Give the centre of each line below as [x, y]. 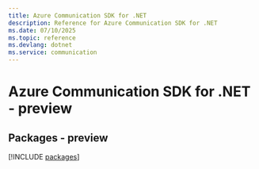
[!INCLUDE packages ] [44, 157]
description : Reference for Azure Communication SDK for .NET [113, 23]
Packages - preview [58, 138]
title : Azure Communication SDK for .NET [78, 15]
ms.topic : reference [42, 38]
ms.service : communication [53, 52]
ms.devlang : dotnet [40, 45]
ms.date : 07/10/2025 [42, 30]
